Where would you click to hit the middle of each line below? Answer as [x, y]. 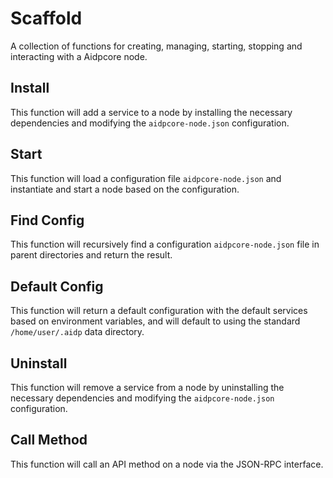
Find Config [47, 220]
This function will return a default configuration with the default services [159, 311]
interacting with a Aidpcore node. [79, 56]
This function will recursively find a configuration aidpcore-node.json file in [165, 244]
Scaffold [46, 18]
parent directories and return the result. [91, 255]
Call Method [49, 440]
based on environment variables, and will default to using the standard [155, 321]
